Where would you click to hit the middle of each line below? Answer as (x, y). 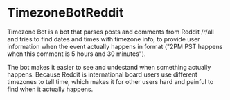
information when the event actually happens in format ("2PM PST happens (115, 46)
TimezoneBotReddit (65, 13)
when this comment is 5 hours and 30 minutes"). (77, 54)
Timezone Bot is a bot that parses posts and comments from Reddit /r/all (111, 32)
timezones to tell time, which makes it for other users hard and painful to (110, 81)
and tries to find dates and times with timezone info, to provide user (104, 39)
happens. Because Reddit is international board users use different (102, 74)
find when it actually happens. (50, 89)
